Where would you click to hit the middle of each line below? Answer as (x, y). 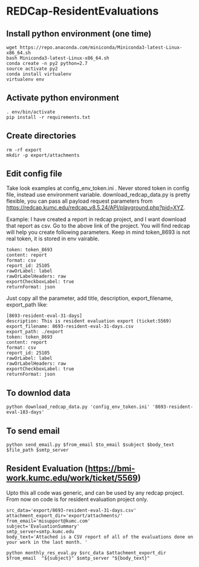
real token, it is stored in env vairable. (53, 239)
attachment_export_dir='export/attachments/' (64, 515)
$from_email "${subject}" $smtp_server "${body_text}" (78, 558)
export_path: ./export (35, 332)
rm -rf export (24, 150)
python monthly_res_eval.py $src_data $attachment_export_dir (86, 553)
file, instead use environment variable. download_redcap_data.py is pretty (98, 195)
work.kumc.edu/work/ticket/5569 (72, 478)
